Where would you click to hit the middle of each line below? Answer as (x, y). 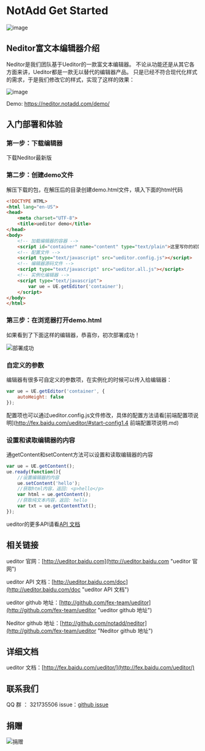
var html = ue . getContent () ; (54, 495)
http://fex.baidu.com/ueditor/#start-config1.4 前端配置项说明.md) (97, 423)
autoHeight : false (41, 397)
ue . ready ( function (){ (34, 472)
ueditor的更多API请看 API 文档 (43, 524)
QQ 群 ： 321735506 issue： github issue (57, 705)
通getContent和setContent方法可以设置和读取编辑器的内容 (80, 454)
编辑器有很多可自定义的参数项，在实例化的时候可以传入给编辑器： (89, 379)
